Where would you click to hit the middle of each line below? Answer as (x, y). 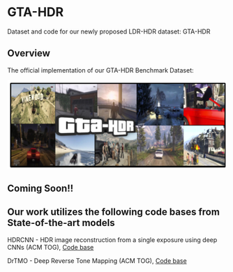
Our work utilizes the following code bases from (113, 212)
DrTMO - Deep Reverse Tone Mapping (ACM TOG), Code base (97, 260)
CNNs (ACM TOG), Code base (51, 247)
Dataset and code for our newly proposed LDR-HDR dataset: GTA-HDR (109, 31)
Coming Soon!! (40, 188)
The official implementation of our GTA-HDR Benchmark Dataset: (100, 70)
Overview (29, 53)
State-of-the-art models (61, 223)
